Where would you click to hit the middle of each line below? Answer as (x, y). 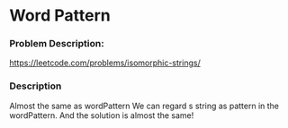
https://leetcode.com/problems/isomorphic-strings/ (105, 63)
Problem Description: (57, 44)
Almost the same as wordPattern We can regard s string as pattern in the (144, 106)
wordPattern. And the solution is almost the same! (102, 115)
